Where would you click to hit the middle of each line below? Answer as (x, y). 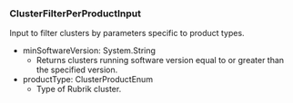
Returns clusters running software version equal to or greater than (160, 61)
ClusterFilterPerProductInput (76, 14)
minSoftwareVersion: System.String (89, 51)
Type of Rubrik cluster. (79, 89)
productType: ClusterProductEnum (87, 80)
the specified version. (77, 70)
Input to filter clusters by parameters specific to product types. (127, 33)
